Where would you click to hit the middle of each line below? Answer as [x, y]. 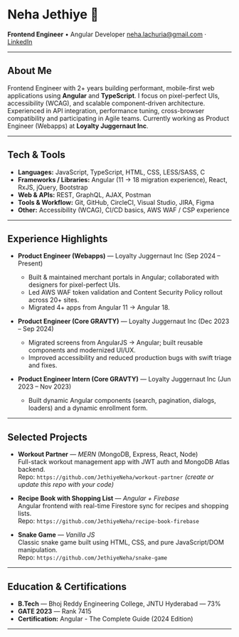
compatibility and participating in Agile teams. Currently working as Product [118, 118]
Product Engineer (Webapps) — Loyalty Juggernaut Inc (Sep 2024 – [119, 256]
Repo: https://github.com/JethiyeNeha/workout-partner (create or [116, 477]
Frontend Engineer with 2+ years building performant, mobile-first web [111, 88]
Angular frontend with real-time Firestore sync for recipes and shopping [123, 506]
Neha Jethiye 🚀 [53, 15]
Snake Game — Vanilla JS [56, 535]
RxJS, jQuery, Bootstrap [53, 187]
